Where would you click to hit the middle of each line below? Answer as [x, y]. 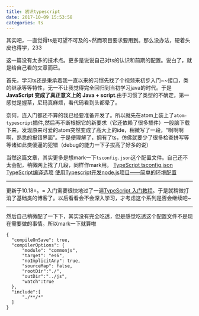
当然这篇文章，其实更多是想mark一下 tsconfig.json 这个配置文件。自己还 [94, 157]
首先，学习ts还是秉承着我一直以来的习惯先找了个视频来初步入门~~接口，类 [97, 80]
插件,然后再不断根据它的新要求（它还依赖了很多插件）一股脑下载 [111, 123]
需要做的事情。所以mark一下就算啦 [54, 224]
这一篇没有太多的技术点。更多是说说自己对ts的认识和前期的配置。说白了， [97, 61]
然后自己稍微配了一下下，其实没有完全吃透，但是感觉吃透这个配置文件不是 [97, 216]
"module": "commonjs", [50, 251]
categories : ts [25, 23]
